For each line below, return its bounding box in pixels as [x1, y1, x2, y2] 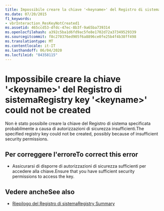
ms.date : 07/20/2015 [5, 12, 47, 17]
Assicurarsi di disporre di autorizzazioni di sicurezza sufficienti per [12, 163, 146, 169]
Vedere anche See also [5, 188, 75, 196]
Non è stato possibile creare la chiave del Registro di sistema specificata [5, 120, 151, 127]
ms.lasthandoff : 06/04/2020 [5, 48, 62, 53]
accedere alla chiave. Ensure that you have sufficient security [12, 169, 135, 174]
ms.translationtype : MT [5, 39, 54, 44]
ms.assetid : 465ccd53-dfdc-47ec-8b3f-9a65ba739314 [5, 25, 110, 30]
